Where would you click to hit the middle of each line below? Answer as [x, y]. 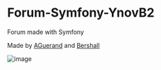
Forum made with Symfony [46, 32]
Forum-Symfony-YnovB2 [81, 13]
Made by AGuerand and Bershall [53, 45]
